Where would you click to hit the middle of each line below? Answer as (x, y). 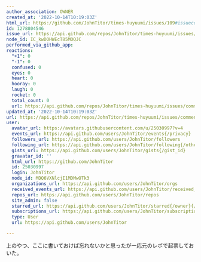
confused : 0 (27, 67)
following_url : (31, 145)
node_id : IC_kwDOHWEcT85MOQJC (44, 39)
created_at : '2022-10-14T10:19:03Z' (52, 17)
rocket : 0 (24, 95)
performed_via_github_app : (40, 45)
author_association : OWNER (40, 12)
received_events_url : (39, 189)
